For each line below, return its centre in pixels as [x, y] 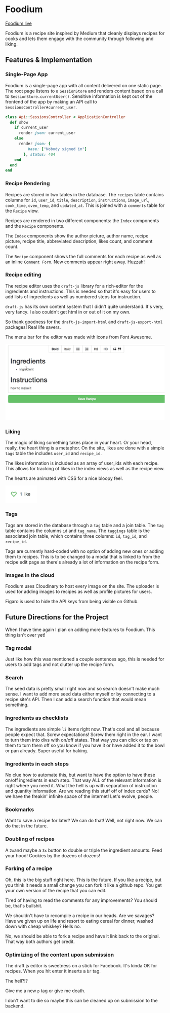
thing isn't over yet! [25, 635]
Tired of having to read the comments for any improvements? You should [81, 900]
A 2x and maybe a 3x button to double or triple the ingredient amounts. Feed [84, 850]
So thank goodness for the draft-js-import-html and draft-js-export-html [84, 322]
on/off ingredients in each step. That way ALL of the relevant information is [83, 780]
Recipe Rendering [28, 184]
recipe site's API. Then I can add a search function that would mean [76, 700]
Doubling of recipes [30, 839]
